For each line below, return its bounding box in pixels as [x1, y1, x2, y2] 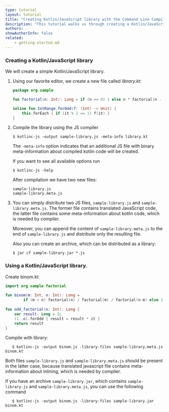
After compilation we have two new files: [12, 177, 97, 183]
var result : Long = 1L [14, 311, 62, 317]
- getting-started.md [14, 40, 59, 45]
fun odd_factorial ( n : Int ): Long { [5, 307, 80, 312]
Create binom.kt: [5, 273, 40, 280]
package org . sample [12, 88, 54, 93]
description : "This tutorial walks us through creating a [5, 21, 129, 27]
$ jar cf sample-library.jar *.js [12, 251, 85, 256]
